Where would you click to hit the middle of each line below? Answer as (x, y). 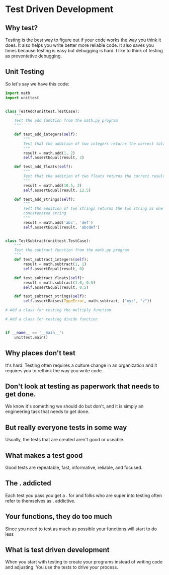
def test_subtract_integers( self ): (52, 260)
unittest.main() (31, 337)
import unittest (22, 98)
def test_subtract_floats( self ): (49, 278)
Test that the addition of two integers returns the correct (89, 144)
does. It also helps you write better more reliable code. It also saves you (80, 45)
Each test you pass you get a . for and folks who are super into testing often (84, 495)
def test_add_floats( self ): (44, 167)
